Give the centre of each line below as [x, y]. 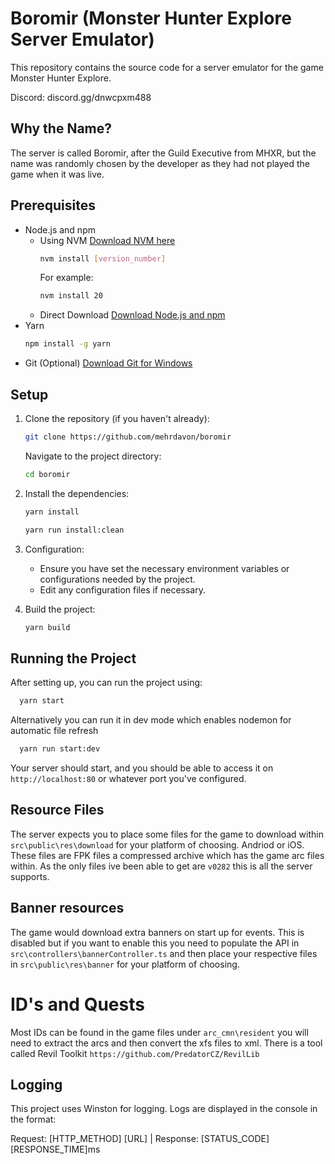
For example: [66, 278]
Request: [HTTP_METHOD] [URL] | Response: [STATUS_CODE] [140, 1139]
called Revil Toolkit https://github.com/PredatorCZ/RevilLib [135, 1053]
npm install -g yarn [67, 344]
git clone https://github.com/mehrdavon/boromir [128, 437]
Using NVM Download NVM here [107, 240]
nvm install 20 [71, 296]
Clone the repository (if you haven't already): [117, 418]
